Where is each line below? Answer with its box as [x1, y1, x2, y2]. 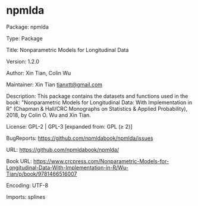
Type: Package [6, 35, 43, 42]
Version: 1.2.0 [6, 58, 40, 65]
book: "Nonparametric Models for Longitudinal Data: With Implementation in [6, 99, 192, 106]
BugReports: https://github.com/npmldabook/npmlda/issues [6, 135, 153, 142]
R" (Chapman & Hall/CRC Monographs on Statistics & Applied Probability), [6, 105, 188, 112]
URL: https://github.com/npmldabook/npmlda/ [6, 146, 120, 153]
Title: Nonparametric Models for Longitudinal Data [6, 46, 129, 54]
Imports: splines [6, 193, 46, 200]
